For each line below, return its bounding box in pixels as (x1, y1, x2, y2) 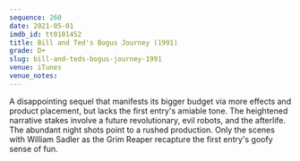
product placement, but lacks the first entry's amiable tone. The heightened (9, 105, 288, 116)
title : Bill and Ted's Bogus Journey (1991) (9, 38, 178, 47)
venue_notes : (9, 72, 58, 80)
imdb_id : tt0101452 (9, 30, 82, 38)
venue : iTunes (9, 64, 63, 72)
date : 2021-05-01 (9, 21, 74, 30)
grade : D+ (9, 47, 47, 55)
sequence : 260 (9, 13, 63, 22)
